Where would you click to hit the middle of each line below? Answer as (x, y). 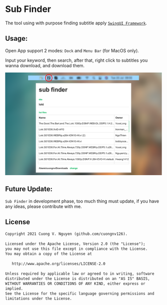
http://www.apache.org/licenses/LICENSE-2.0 (59, 264)
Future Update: (29, 189)
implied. (14, 289)
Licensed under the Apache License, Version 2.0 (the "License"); (75, 244)
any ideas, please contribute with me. (43, 206)
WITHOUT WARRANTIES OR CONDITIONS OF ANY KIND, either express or (75, 284)
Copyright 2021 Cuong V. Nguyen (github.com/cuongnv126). (66, 234)
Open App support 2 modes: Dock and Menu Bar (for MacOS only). (72, 50)
